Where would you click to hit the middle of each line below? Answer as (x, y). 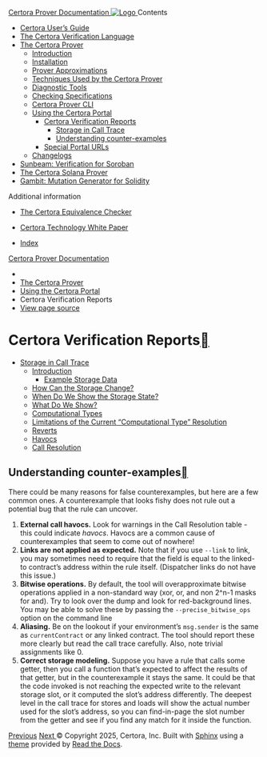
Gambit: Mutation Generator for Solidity (85, 181)
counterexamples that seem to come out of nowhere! (107, 541)
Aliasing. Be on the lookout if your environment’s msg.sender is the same (139, 626)
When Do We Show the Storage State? (95, 396)
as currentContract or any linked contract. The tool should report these (137, 635)
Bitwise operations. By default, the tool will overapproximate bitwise (133, 583)
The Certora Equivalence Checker (76, 212)
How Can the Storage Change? (83, 387)
